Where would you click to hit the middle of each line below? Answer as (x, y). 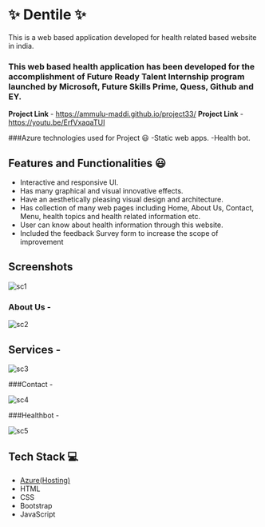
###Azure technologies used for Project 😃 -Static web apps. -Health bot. (129, 138)
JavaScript (38, 514)
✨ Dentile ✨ (47, 15)
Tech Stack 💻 (44, 457)
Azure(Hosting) (45, 480)
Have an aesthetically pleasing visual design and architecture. (121, 200)
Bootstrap (36, 505)
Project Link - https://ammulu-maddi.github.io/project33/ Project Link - (126, 114)
